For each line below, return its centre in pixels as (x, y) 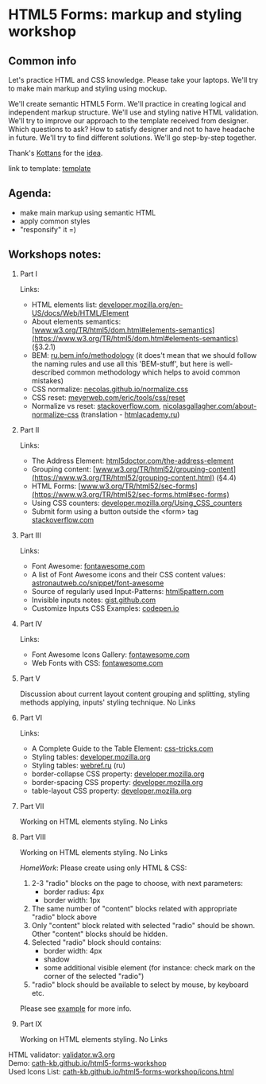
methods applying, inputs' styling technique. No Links (108, 702)
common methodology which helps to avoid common (153, 372)
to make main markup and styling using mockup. (88, 88)
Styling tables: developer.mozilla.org (91, 756)
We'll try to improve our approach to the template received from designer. (128, 120)
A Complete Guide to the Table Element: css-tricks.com (122, 748)
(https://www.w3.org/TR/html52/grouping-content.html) (123, 477)
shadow (56, 959)
